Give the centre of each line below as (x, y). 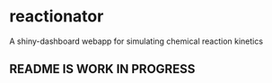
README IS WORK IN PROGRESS (102, 69)
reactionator (57, 17)
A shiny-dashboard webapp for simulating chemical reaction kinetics (136, 41)
